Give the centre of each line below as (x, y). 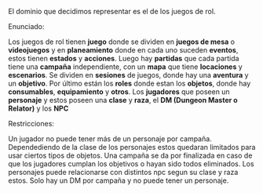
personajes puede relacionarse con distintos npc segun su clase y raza (123, 172)
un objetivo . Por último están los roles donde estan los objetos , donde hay (130, 83)
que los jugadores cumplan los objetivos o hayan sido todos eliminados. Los (131, 164)
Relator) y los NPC (38, 108)
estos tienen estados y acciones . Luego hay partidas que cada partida (124, 58)
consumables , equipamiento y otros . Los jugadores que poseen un (119, 92)
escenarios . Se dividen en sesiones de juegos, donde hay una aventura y (128, 75)
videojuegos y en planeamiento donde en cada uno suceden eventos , (123, 50)
